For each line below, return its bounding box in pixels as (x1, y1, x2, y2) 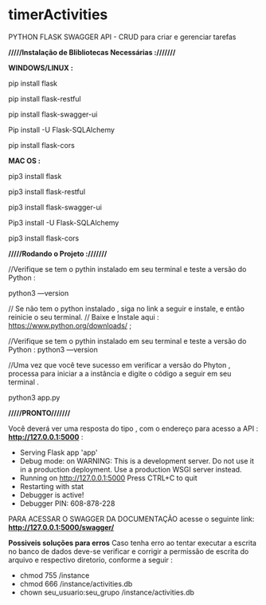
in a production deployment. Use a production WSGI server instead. (19, 464, 242, 474)
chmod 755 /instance (19, 570, 90, 580)
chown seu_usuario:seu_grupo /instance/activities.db (19, 587, 195, 597)
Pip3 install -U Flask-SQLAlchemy (8, 217, 119, 227)
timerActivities (8, 6, 108, 24)
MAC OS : (8, 156, 41, 165)
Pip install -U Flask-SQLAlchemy (8, 125, 115, 134)
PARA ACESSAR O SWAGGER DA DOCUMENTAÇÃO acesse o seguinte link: (8, 514, 255, 523)
